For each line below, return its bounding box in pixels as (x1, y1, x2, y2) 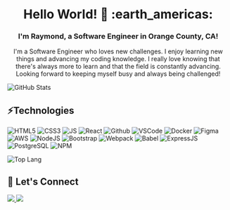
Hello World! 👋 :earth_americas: (23, 6, 213, 22)
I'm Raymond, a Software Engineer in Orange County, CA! (18, 32, 219, 41)
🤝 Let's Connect (7, 176, 79, 188)
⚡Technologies (7, 105, 75, 117)
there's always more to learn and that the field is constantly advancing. (15, 63, 222, 71)
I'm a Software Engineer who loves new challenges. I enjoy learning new (13, 47, 224, 55)
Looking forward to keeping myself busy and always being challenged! (15, 70, 221, 78)
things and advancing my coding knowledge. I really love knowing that (16, 55, 220, 63)
